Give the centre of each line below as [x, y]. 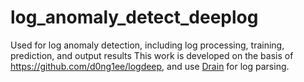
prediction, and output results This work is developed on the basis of [152, 55]
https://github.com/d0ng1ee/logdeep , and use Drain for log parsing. [150, 66]
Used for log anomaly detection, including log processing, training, [147, 45]
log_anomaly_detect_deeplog [134, 17]
